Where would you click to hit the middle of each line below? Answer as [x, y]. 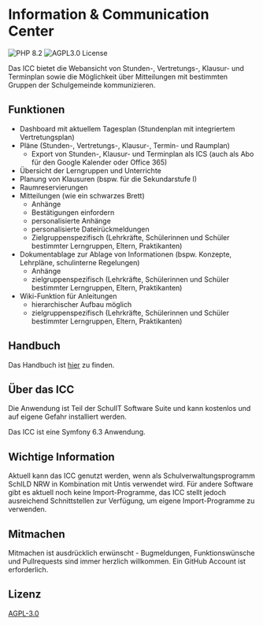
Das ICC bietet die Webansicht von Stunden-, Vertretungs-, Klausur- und [126, 68]
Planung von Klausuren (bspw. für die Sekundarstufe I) [108, 179]
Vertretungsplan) [47, 137]
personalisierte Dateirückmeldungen [90, 229]
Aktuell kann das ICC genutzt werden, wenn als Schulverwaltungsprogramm [132, 476]
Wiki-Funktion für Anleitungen [68, 296]
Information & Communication [109, 15]
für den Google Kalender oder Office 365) [99, 162]
